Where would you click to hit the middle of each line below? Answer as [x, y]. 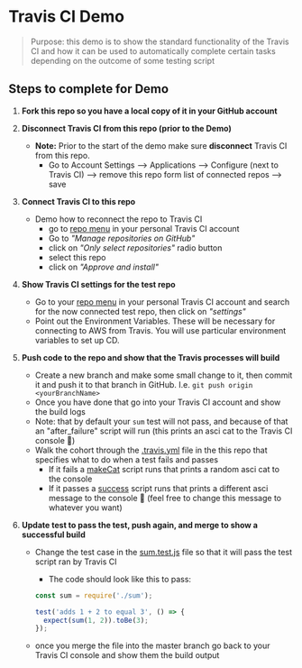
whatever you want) [85, 508]
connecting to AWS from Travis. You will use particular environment [160, 330]
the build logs [60, 411]
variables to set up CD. [77, 340]
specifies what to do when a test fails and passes [126, 459]
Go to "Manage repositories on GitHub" [122, 238]
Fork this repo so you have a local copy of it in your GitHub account [149, 111]
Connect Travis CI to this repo [78, 201]
